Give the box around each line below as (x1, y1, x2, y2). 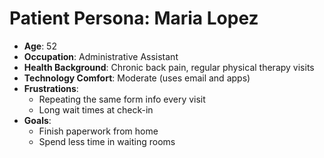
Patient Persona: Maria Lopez (9, 7, 259, 30)
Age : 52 (23, 40, 57, 52)
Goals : (23, 114, 52, 126)
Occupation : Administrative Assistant (23, 50, 179, 62)
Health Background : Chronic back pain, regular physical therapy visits (23, 61, 315, 73)
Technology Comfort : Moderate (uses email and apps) (23, 72, 251, 84)
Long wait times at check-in (38, 103, 154, 116)
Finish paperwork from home (38, 125, 159, 137)
